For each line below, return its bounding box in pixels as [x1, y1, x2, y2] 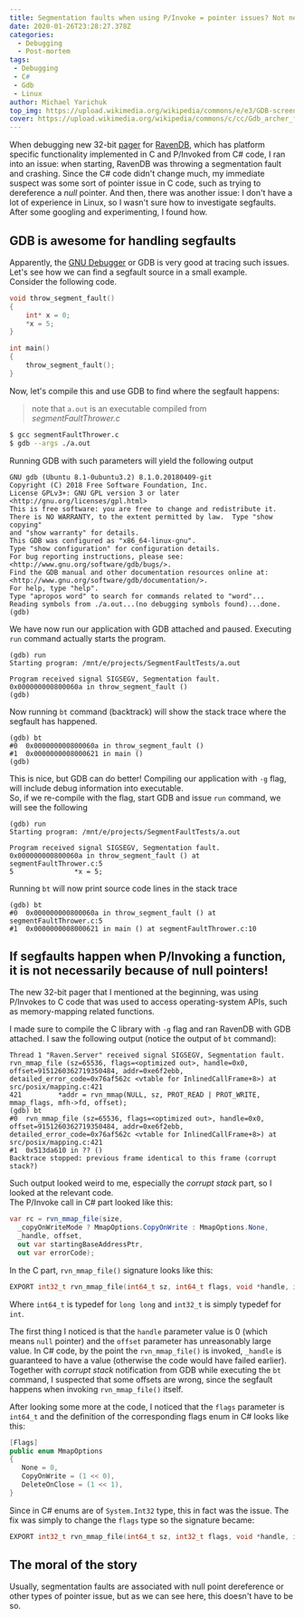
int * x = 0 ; [25, 310, 71, 320]
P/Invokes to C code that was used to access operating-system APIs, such [9, 996, 288, 1007]
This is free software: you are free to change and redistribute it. [9, 504, 278, 513]
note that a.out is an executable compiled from [31, 402, 207, 413]
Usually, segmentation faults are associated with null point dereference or [9, 1581, 284, 1592]
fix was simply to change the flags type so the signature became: [9, 1515, 255, 1526]
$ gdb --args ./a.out [9, 439, 91, 448]
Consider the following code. [9, 276, 118, 286]
